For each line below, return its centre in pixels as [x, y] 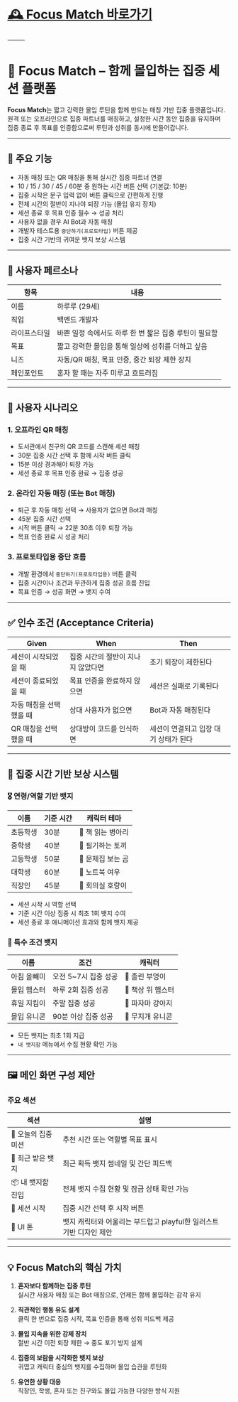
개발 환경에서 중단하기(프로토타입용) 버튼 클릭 [77, 573]
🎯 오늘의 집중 [32, 1134]
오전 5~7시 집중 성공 [85, 976]
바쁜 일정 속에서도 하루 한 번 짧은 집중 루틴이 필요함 [137, 333]
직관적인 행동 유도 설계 [49, 1310]
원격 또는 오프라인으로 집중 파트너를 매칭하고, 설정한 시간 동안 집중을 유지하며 [114, 119]
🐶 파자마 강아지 [148, 1003]
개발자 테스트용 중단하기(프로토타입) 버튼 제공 [78, 230]
